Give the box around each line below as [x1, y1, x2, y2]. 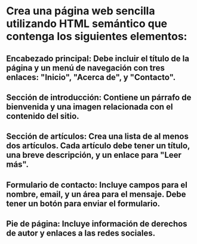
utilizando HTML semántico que [6, 17, 168, 30]
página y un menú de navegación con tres [6, 63, 165, 73]
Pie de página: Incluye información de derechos [6, 219, 187, 229]
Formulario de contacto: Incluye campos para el [6, 179, 188, 190]
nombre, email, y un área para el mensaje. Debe [6, 189, 186, 199]
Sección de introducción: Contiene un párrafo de [6, 92, 192, 102]
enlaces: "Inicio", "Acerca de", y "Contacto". [6, 72, 176, 82]
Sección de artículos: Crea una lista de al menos [6, 132, 189, 142]
